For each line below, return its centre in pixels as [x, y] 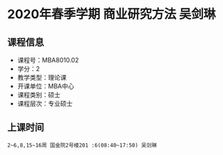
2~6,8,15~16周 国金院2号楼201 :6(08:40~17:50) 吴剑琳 [82, 145]
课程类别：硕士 [39, 95]
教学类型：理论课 [42, 77]
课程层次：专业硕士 [45, 104]
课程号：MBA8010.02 [48, 60]
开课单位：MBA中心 [46, 86]
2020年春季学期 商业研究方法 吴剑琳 [111, 14]
